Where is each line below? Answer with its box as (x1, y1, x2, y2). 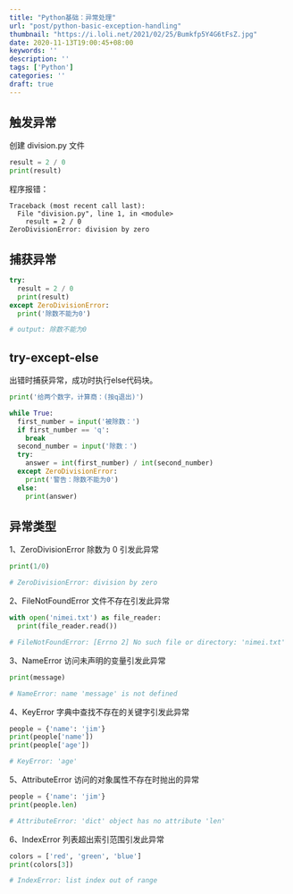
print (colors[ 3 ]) (9, 860, 74, 869)
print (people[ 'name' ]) (9, 732, 94, 742)
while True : (9, 409, 54, 417)
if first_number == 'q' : (17, 426, 110, 434)
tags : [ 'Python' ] (9, 63, 74, 72)
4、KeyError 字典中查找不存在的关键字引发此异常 (9, 706, 190, 717)
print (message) (9, 672, 66, 682)
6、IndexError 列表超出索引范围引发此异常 (9, 833, 165, 845)
